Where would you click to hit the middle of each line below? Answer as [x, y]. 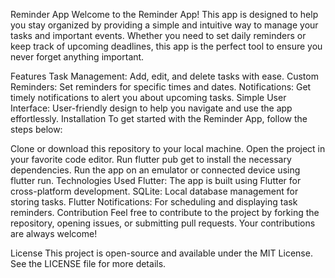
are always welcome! [54, 233]
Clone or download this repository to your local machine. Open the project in [168, 148]
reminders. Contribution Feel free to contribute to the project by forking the [165, 212]
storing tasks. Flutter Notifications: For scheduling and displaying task [154, 202]
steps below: [36, 129]
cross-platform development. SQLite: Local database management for [154, 191]
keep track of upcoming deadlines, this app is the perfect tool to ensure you [166, 46]
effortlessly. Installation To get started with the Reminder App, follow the [159, 118]
